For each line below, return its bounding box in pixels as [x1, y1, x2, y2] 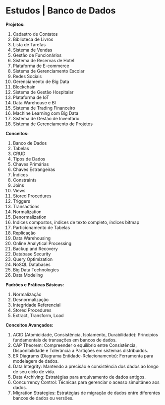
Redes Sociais [12, 73, 42, 79]
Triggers [12, 198, 30, 204]
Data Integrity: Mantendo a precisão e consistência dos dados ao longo [12, 363, 159, 369]
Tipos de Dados [12, 156, 46, 162]
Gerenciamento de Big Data [12, 79, 69, 84]
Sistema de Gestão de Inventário [12, 115, 80, 121]
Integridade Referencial [12, 302, 61, 308]
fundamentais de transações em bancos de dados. [12, 337, 117, 343]
